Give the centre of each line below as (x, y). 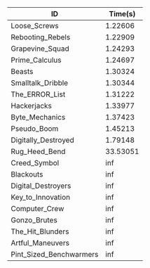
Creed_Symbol (35, 163)
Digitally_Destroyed (43, 140)
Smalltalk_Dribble (40, 83)
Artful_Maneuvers (40, 243)
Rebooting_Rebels (41, 37)
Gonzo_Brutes (34, 220)
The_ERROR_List (38, 94)
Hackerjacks (32, 106)
